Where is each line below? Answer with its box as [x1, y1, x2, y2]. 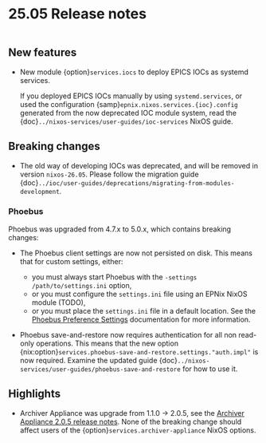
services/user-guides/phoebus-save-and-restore [19, 365, 181, 374]
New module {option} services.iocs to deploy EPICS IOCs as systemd [19, 67, 249, 77]
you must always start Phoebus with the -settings [31, 272, 198, 282]
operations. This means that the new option [35, 338, 179, 348]
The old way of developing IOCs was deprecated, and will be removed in [19, 160, 259, 170]
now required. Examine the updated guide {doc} [19, 355, 178, 365]
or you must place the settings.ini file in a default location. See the [31, 306, 256, 315]
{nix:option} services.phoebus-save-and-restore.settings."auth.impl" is [19, 346, 259, 356]
